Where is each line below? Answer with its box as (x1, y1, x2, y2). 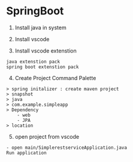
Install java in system (14, 24, 67, 31)
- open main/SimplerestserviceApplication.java (6, 145, 128, 151)
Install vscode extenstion (14, 47, 77, 54)
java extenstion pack (6, 59, 61, 65)
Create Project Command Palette (14, 74, 96, 81)
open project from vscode (14, 133, 80, 140)
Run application (6, 149, 47, 156)
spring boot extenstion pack (6, 64, 79, 70)
